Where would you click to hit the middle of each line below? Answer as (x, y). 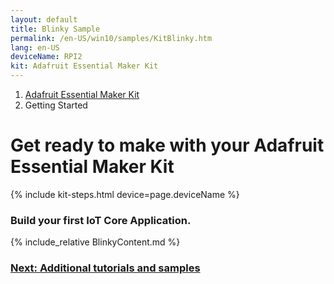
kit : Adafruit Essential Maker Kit (84, 66)
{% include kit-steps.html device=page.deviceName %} (125, 194)
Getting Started (56, 105)
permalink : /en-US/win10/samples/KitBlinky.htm (111, 38)
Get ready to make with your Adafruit (167, 145)
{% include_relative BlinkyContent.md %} (95, 242)
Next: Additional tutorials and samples (105, 268)
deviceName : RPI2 (46, 57)
